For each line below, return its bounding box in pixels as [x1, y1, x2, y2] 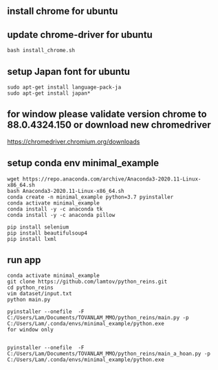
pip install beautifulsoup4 [7, 229, 88, 236]
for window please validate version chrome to [7, 108, 208, 120]
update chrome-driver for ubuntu [7, 29, 153, 41]
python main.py [7, 297, 51, 303]
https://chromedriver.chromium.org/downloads [7, 137, 140, 146]
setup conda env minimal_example [7, 157, 160, 169]
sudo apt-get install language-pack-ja [7, 84, 122, 91]
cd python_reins [7, 284, 54, 291]
